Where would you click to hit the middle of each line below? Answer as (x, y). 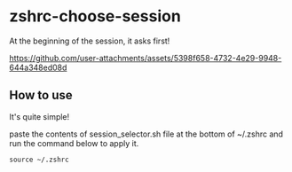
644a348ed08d (38, 67)
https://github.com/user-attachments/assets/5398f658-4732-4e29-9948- (146, 58)
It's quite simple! (39, 116)
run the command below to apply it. (74, 143)
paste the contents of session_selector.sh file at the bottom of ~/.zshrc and (146, 134)
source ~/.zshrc (39, 160)
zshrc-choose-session (95, 16)
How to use (41, 95)
